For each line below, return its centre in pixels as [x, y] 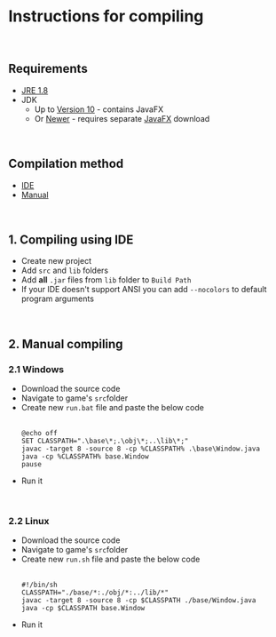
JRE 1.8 [35, 90]
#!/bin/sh [39, 585]
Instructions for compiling [106, 16]
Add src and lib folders [64, 271]
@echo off [39, 434]
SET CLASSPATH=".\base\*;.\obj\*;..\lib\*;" [105, 442]
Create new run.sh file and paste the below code [110, 559]
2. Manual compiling [66, 344]
